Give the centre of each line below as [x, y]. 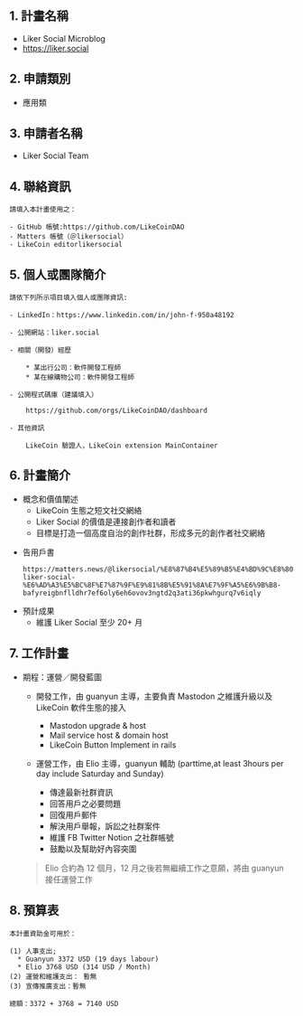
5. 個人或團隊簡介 [58, 274]
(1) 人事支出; [33, 951]
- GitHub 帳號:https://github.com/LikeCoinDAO [97, 227]
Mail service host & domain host [109, 735]
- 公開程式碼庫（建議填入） [54, 395]
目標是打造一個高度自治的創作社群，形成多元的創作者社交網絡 [151, 532]
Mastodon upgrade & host [98, 725]
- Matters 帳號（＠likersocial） [69, 237]
